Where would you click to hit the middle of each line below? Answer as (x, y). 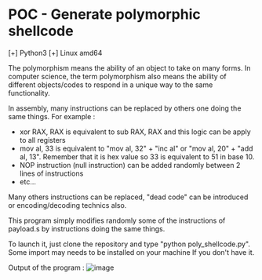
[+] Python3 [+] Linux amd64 (55, 53)
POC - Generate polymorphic (105, 15)
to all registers (42, 140)
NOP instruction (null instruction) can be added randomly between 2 (130, 165)
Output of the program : (46, 267)
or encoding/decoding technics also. (67, 205)
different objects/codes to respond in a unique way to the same (111, 85)
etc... (28, 181)
